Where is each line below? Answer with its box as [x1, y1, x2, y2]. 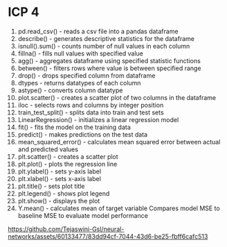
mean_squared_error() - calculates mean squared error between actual [17, 137, 221, 146]
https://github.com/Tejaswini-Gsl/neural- [8, 225, 125, 233]
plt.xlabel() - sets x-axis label [17, 174, 101, 182]
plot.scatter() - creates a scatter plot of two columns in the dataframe [17, 93, 217, 101]
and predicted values [17, 145, 79, 153]
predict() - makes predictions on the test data [17, 130, 148, 139]
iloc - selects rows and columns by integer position [17, 101, 164, 109]
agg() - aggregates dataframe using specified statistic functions [17, 56, 201, 65]
